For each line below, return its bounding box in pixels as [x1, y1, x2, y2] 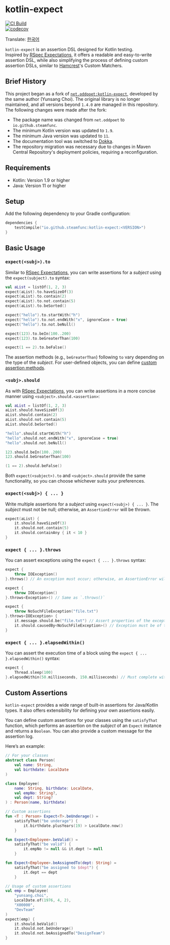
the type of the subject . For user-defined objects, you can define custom [5, 359, 157, 366]
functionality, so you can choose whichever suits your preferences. [5, 478, 146, 484]
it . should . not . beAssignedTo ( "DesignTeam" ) [14, 931, 105, 936]
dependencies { [5, 221, 37, 226]
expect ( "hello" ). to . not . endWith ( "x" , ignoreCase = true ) [5, 317, 128, 322]
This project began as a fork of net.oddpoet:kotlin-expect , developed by [5, 90, 158, 97]
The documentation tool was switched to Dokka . [12, 138, 114, 144]
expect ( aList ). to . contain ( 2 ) [5, 294, 67, 299]
